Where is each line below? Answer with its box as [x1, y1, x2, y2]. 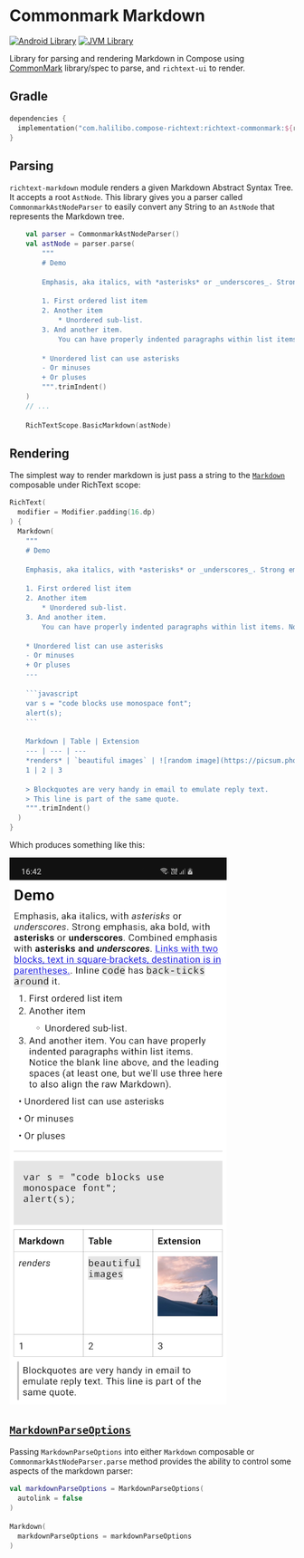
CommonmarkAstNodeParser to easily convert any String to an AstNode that [9, 201, 275, 213]
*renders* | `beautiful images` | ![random [25, 756, 193, 765]
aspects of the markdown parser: [9, 1465, 134, 1476]
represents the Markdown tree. [9, 211, 125, 222]
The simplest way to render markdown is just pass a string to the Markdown [9, 470, 285, 481]
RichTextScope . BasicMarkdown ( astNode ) [25, 420, 172, 430]
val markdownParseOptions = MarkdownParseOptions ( [9, 1484, 204, 1493]
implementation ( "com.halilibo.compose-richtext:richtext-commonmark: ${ [17, 123, 294, 132]
